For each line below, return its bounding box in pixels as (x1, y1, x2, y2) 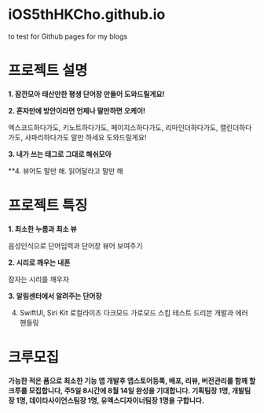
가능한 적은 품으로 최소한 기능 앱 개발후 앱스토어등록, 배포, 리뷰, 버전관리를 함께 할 (8, 376, 256, 385)
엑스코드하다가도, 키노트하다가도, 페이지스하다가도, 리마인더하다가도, (8, 122, 218, 132)
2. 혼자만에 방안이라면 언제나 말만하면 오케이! (8, 106, 146, 115)
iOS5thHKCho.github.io (8, 6, 166, 24)
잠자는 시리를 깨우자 (8, 274, 69, 284)
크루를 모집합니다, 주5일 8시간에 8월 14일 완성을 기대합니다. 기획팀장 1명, (8, 385, 230, 395)
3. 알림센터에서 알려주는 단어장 (8, 291, 102, 300)
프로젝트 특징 (8, 197, 88, 214)
